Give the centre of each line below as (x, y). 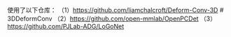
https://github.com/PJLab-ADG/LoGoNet (66, 26)
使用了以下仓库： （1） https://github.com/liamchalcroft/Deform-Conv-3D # (115, 10)
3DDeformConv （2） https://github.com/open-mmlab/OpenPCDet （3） (112, 18)
